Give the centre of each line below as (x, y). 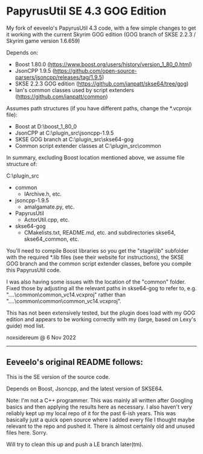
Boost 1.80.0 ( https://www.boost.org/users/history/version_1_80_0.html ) (103, 64)
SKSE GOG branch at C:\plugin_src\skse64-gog (74, 139)
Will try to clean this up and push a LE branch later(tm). (75, 444)
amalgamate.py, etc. (49, 207)
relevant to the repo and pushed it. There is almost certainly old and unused (101, 426)
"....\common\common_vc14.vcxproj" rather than (66, 295)
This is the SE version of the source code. (58, 376)
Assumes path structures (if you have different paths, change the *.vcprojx (99, 108)
